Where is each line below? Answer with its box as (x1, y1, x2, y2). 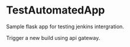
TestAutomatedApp (6, 4, 105, 17)
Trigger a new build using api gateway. (6, 34, 100, 41)
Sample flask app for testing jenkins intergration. (6, 23, 124, 30)
